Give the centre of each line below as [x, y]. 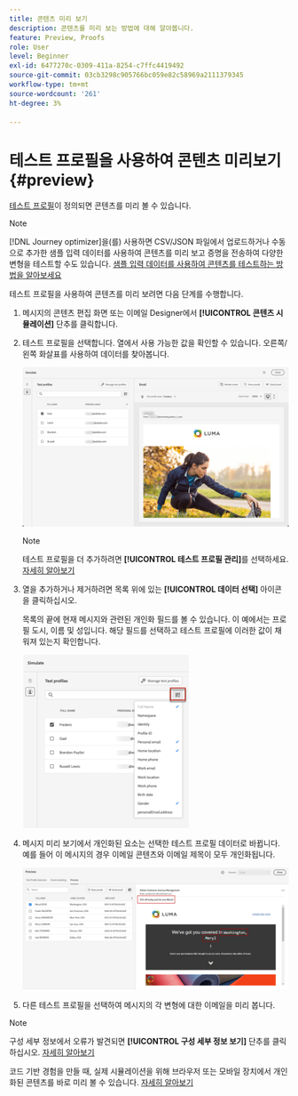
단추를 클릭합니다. [87, 324]
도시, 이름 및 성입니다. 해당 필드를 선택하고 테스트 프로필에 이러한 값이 [152, 631]
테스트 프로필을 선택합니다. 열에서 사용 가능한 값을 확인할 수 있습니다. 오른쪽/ [155, 343]
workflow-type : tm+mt [49, 85]
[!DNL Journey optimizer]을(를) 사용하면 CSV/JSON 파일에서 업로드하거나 [140, 242]
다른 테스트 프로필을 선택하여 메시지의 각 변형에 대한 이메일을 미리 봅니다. [149, 1004]
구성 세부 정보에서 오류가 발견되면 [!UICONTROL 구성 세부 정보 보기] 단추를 [140, 1041]
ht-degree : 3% [35, 103]
